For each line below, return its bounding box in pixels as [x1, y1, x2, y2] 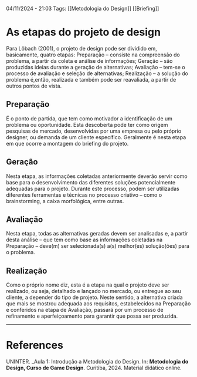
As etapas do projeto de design [6, 26, 161, 39]
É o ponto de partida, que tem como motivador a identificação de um [6, 115, 173, 122]
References [6, 339, 63, 352]
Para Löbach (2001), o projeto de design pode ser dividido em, [6, 45, 157, 52]
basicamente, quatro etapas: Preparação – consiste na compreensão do [6, 51, 180, 58]
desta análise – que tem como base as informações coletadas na [6, 236, 163, 243]
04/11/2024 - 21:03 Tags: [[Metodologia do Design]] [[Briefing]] [6, 5, 159, 12]
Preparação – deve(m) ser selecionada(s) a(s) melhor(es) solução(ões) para [6, 243, 189, 250]
